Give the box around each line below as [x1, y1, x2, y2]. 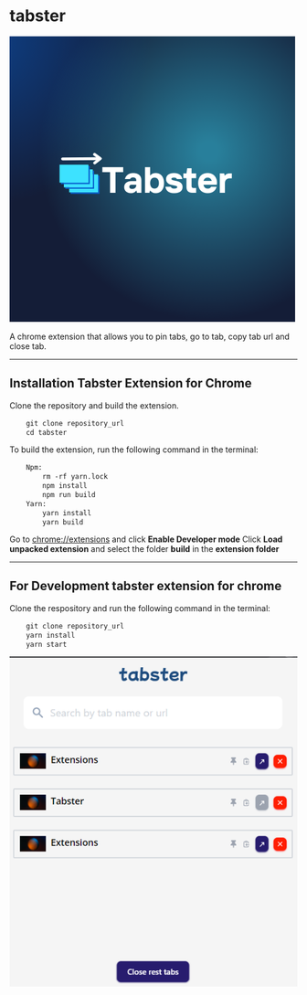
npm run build [42, 490, 96, 499]
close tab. [9, 340, 48, 352]
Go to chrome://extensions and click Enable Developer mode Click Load [9, 534, 283, 545]
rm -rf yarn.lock [42, 471, 108, 481]
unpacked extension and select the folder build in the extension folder [9, 543, 280, 554]
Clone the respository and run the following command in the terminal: [9, 602, 271, 613]
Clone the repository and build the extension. [9, 399, 180, 411]
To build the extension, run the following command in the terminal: [9, 444, 259, 455]
